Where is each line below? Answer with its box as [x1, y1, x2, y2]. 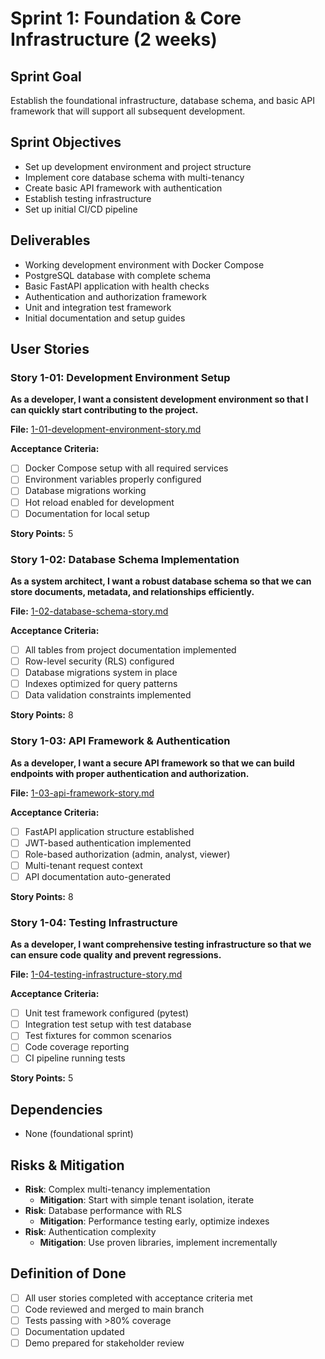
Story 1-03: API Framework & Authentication [10, 734, 231, 748]
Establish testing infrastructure [24, 192, 152, 204]
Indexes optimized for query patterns [24, 678, 178, 690]
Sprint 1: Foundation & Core [10, 7, 242, 30]
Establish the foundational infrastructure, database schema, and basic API [10, 95, 315, 106]
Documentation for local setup [24, 507, 150, 519]
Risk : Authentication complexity [24, 1226, 157, 1238]
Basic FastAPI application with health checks [24, 280, 210, 292]
